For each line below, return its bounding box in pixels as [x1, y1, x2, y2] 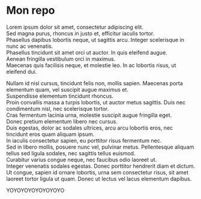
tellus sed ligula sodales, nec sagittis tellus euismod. [6, 149, 136, 156]
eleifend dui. [6, 68, 37, 75]
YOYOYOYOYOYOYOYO [6, 186, 65, 194]
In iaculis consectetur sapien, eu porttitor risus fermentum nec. [6, 137, 162, 144]
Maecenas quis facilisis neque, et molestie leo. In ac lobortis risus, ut [6, 61, 176, 69]
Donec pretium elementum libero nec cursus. [6, 117, 118, 125]
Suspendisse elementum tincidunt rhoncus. [6, 92, 114, 99]
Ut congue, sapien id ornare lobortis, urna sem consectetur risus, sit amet [6, 168, 189, 176]
